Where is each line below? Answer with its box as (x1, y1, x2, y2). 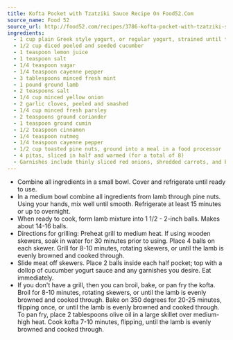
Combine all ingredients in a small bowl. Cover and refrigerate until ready (17, 178, 226, 186)
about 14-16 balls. (17, 221, 68, 230)
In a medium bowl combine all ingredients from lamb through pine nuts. (17, 192, 221, 201)
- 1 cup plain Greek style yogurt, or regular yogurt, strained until (13, 36, 222, 43)
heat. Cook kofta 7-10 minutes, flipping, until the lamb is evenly (31, 317, 212, 326)
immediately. (17, 273, 54, 282)
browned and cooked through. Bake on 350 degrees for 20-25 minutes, (17, 296, 222, 304)
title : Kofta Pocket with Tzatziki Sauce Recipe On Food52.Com (7, 10, 194, 17)
